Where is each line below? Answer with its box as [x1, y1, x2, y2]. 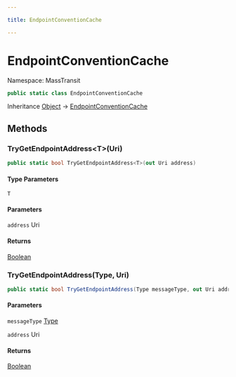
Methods [7, 122, 48, 134]
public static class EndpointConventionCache [7, 89, 143, 97]
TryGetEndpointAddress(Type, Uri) [7, 270, 130, 279]
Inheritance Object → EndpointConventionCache [7, 102, 148, 111]
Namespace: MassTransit [7, 76, 81, 84]
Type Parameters [7, 175, 59, 183]
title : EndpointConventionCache [7, 16, 102, 23]
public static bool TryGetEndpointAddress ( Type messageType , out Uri [7, 286, 216, 293]
